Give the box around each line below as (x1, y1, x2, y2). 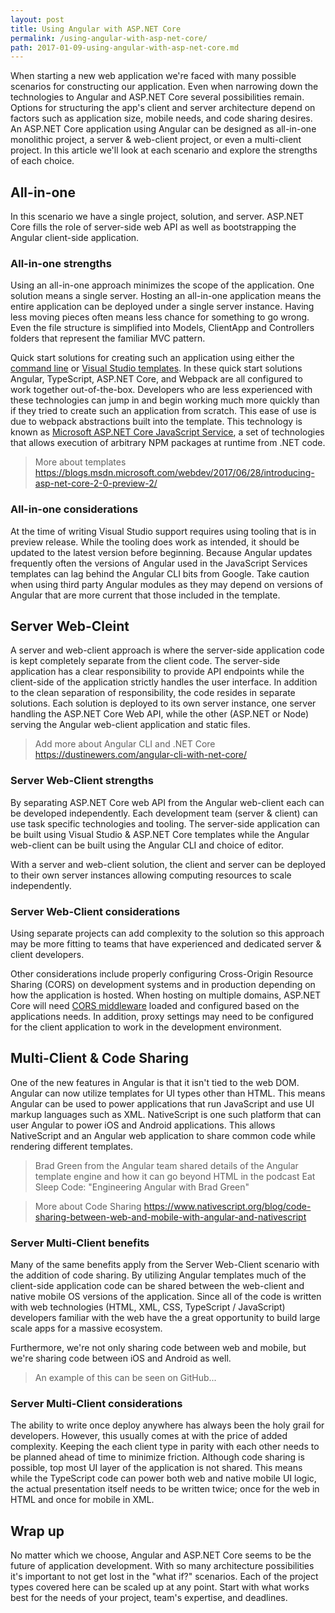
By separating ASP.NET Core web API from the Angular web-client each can (10, 796, 325, 808)
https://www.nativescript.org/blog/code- (143, 1200, 312, 1212)
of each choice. (10, 155, 75, 167)
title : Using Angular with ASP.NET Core (10, 24, 182, 34)
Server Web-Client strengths (10, 774, 154, 788)
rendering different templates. (10, 1140, 134, 1152)
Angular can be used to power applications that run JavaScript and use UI (10, 1097, 315, 1110)
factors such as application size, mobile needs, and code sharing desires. (10, 112, 313, 125)
